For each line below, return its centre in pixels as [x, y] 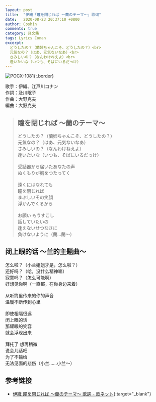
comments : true [21, 29]
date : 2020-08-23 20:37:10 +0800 [43, 19]
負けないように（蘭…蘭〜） [46, 234]
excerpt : [14, 43]
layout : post [19, 10]
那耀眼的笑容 [18, 326]
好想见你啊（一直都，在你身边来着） [43, 284]
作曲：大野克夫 [21, 99]
